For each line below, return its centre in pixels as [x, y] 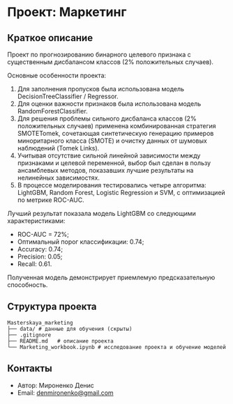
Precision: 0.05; [40, 256]
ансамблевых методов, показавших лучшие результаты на [105, 170]
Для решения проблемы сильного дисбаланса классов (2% [107, 118]
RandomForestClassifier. [53, 111]
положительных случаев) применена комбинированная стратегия [116, 126]
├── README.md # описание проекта [60, 341]
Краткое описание [50, 38]
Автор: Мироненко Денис [55, 385]
